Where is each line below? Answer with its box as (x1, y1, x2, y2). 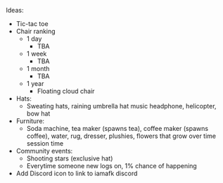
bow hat (26, 109, 51, 118)
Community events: (15, 147, 73, 155)
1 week (26, 49, 47, 58)
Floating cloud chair (37, 87, 95, 95)
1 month (26, 65, 50, 72)
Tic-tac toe (15, 20, 49, 27)
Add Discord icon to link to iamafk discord (15, 169, 138, 177)
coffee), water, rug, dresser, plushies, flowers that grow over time (26, 132, 217, 140)
